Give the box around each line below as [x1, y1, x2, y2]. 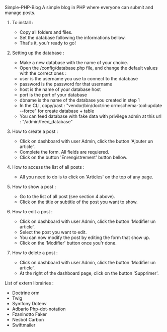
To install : [12, 20, 34, 25]
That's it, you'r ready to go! [19, 40, 76, 46]
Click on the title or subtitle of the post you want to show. [19, 199, 138, 205]
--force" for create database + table [19, 108, 95, 114]
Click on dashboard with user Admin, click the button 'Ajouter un [19, 138, 153, 144]
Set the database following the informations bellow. [19, 35, 126, 40]
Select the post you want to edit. [19, 229, 87, 235]
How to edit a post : [12, 209, 53, 214]
